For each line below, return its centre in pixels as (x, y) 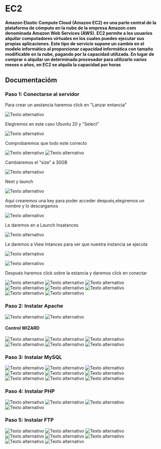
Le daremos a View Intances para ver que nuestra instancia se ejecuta (76, 244)
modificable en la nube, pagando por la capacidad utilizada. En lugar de (80, 54)
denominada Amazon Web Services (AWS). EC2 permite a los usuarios (79, 33)
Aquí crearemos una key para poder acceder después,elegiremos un (75, 201)
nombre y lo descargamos (32, 206)
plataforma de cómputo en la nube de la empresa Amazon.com (71, 28)
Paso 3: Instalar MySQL (34, 357)
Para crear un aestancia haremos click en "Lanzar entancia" (66, 105)
